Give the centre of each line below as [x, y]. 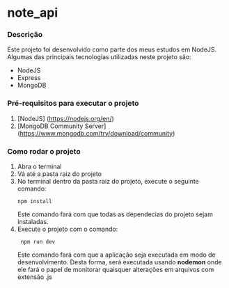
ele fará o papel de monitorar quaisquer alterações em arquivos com [116, 270]
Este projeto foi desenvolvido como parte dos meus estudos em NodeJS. [112, 49]
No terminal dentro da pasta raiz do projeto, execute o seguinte [108, 182]
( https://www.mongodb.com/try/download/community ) [96, 133]
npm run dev [38, 242]
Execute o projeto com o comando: [68, 229]
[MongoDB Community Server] [62, 126]
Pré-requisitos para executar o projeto [73, 104]
